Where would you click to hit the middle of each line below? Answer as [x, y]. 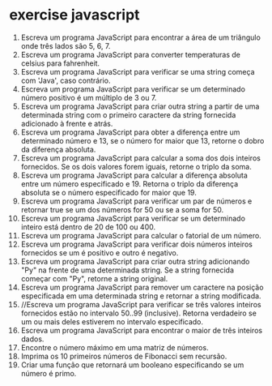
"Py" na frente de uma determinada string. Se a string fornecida [127, 270]
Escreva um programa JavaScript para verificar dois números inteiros [137, 244]
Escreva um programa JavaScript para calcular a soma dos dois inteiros [141, 158]
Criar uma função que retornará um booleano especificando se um [132, 365]
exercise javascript [74, 15]
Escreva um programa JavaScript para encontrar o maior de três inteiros [141, 330]
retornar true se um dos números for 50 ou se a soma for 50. [122, 209]
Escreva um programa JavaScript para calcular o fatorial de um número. [141, 235]
